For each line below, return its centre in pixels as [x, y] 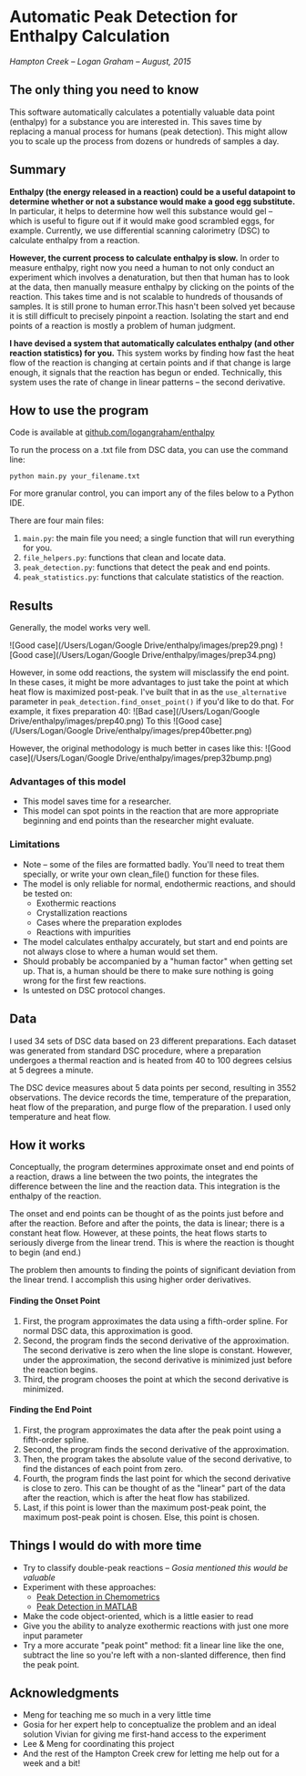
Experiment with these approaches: [89, 1586]
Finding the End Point [51, 1410]
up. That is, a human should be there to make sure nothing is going [148, 970]
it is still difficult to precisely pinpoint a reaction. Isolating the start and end [149, 315]
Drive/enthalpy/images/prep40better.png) [173, 731]
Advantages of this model [67, 782]
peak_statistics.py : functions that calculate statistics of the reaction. [153, 577]
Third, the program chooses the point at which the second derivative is [156, 1379]
